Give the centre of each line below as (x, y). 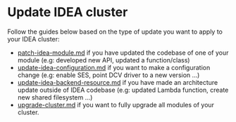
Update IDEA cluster (68, 12)
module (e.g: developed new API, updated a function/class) (104, 60)
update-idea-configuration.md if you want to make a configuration (114, 67)
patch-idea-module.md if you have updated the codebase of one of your (123, 53)
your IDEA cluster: (33, 39)
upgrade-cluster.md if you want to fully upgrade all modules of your (116, 104)
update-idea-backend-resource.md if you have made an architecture (118, 82)
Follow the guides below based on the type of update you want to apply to (115, 32)
